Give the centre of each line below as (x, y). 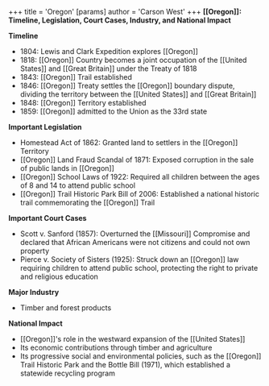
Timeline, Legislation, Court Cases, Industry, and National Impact (120, 20)
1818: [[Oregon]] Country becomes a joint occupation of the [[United (133, 60)
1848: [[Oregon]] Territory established (83, 103)
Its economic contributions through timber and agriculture (116, 347)
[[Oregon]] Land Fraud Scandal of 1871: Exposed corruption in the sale (137, 160)
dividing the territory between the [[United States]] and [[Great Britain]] (138, 94)
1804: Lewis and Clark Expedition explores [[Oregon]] (109, 51)
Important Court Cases (48, 218)
